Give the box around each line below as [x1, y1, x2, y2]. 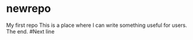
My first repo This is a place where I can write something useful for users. [6, 21, 188, 29]
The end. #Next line [6, 27, 55, 35]
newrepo [6, 2, 51, 16]
